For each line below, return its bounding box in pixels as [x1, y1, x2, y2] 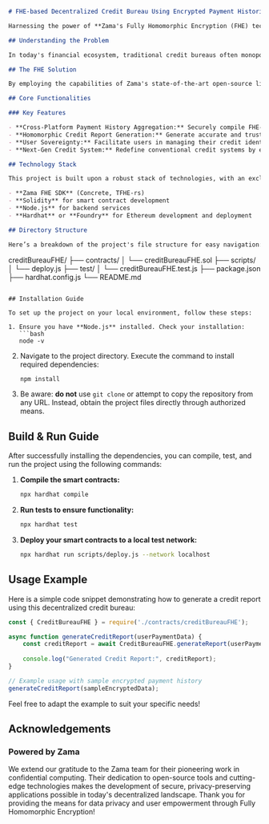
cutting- [229, 773, 256, 782]
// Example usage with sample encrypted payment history [8, 676, 203, 685]
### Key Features [8, 109, 66, 117]
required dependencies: [19, 359, 99, 369]
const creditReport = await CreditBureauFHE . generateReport [22, 640, 227, 648]
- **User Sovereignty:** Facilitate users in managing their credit [8, 138, 242, 146]
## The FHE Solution [8, 65, 78, 74]
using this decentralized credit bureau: [8, 603, 136, 612]
